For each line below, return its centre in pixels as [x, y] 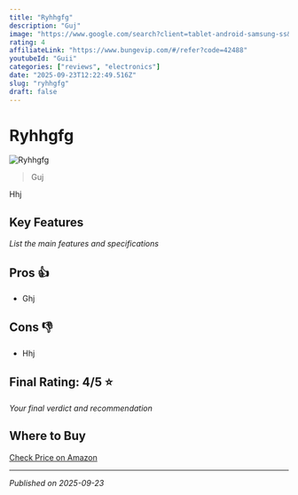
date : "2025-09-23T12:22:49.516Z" [73, 75]
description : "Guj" [45, 26]
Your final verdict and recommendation [81, 408]
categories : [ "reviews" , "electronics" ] [85, 67]
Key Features [47, 222]
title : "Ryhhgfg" [41, 17]
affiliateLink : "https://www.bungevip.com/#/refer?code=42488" [129, 51]
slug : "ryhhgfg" [39, 83]
